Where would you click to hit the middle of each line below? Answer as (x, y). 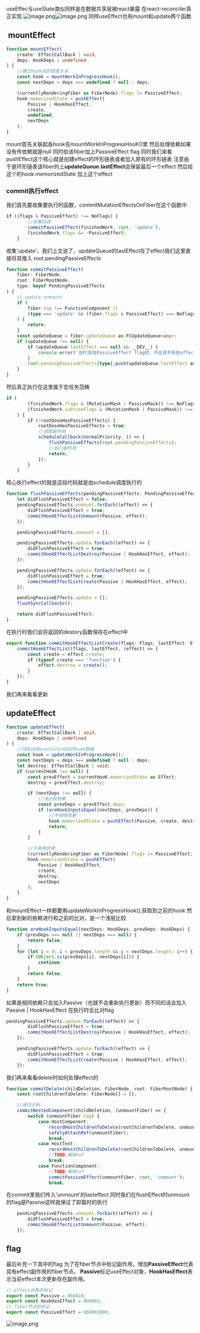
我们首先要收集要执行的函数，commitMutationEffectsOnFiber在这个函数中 (97, 205)
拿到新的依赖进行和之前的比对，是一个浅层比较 (68, 918)
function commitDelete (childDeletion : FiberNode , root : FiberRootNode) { (100, 1089)
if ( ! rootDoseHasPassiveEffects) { (72, 420)
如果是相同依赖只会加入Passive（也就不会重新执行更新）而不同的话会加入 (96, 1002)
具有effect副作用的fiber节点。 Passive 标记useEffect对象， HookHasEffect (97, 1271)
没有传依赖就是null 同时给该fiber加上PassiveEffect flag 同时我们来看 (89, 152)
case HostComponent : (63, 1121)
